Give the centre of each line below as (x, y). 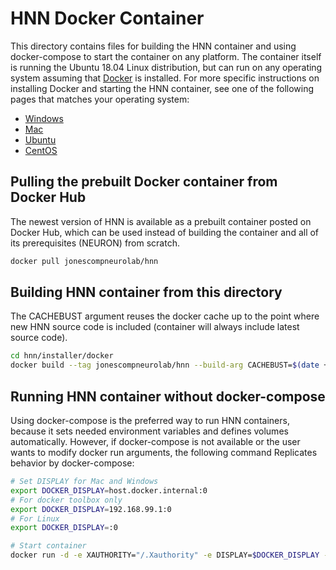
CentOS (41, 150)
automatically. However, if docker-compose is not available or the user (155, 441)
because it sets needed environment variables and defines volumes (149, 431)
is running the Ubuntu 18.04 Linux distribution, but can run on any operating (166, 67)
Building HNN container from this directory (146, 292)
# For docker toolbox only (66, 500)
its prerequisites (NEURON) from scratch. (95, 243)
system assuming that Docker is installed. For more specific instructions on (165, 78)
